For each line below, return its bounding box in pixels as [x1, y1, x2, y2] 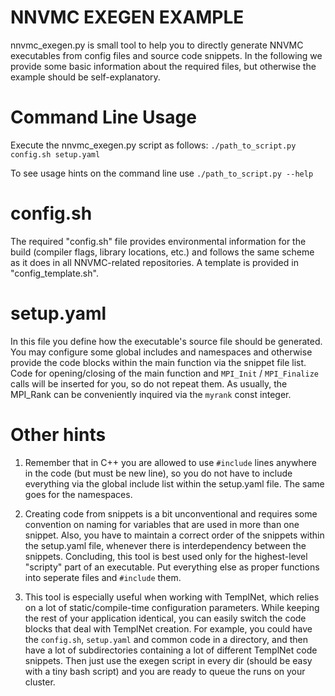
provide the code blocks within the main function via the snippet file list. [10, 356, 307, 368]
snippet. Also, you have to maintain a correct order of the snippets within [24, 529, 325, 541]
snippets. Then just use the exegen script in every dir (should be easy [24, 654, 313, 666]
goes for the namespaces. [24, 488, 133, 500]
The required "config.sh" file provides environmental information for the [10, 235, 307, 247]
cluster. [24, 676, 56, 688]
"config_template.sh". [10, 267, 99, 279]
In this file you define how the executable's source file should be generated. [10, 335, 323, 347]
